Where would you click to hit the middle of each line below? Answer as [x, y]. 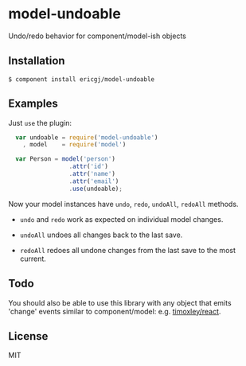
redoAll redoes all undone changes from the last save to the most [128, 250]
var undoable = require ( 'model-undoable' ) [87, 137]
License [28, 336]
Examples [33, 104]
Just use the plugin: [40, 123]
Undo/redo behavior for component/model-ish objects [98, 36]
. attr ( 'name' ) [92, 174]
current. [33, 259]
